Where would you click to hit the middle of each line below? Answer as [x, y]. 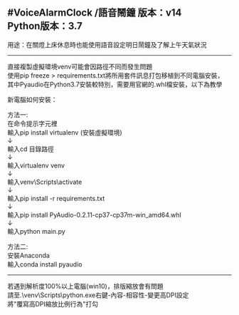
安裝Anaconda [28, 255]
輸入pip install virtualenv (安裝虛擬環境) [65, 132]
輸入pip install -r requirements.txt [56, 198]
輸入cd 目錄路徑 [31, 149]
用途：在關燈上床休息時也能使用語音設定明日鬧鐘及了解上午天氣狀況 [107, 44]
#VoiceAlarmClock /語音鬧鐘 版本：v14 [95, 13]
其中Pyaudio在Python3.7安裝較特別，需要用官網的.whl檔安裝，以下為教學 [115, 84]
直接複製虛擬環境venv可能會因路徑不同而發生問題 [80, 66]
